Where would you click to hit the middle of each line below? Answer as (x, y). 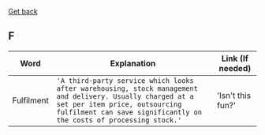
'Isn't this (233, 96)
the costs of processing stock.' (119, 120)
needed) (235, 68)
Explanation (133, 63)
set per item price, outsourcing (119, 104)
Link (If (235, 58)
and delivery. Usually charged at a (125, 96)
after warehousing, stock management (127, 88)
